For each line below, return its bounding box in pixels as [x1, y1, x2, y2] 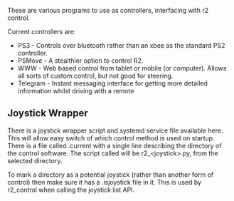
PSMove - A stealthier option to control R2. [17, 56, 144, 65]
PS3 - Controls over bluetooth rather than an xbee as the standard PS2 [17, 41, 225, 49]
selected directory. [7, 156, 63, 165]
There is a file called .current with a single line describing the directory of [7, 141, 222, 150]
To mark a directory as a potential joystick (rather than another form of [7, 170, 214, 179]
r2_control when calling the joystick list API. [7, 185, 135, 194]
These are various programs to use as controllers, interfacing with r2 [7, 6, 208, 14]
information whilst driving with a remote [17, 87, 134, 95]
